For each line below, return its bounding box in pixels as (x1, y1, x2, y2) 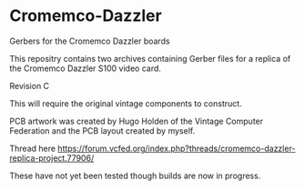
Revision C (9, 80, 50, 91)
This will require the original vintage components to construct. (9, 97, 243, 109)
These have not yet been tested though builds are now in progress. (9, 170, 261, 181)
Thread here (9, 143, 56, 154)
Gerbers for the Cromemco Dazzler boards (9, 35, 170, 46)
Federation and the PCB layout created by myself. (9, 125, 196, 136)
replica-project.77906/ (9, 152, 95, 164)
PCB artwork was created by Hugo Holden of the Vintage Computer (9, 115, 264, 126)
